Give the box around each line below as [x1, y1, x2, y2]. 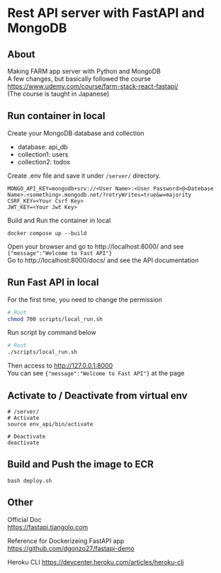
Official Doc [7, 515, 42, 523]
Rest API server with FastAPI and [7, 5, 205, 21]
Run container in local [7, 110, 106, 122]
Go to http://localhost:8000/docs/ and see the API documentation [7, 256, 199, 264]
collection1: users [17, 150, 69, 159]
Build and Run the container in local [7, 216, 111, 225]
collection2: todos [17, 157, 71, 166]
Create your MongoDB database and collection [7, 129, 144, 137]
